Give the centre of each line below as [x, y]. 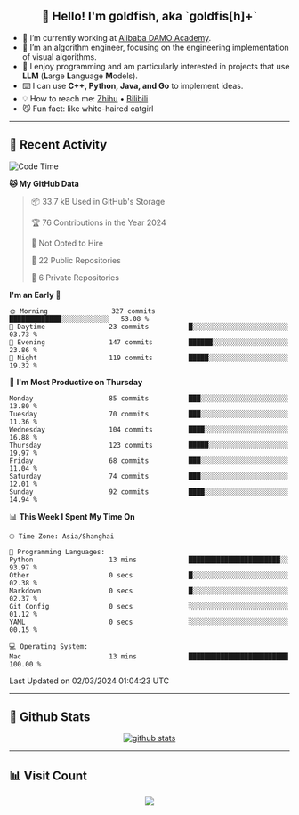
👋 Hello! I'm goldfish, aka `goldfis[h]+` [149, 16]
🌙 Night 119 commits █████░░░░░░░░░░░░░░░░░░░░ [149, 358]
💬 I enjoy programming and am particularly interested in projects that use [156, 66]
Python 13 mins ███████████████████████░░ [149, 560]
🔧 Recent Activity [58, 145]
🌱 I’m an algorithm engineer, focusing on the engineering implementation [155, 47]
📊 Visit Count [48, 775]
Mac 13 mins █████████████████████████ [149, 656]
